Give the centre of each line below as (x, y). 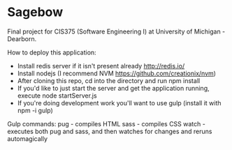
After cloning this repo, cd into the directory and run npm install (109, 80)
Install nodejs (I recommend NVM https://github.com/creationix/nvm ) (117, 73)
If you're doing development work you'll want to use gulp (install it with (119, 103)
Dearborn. (22, 38)
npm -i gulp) (35, 110)
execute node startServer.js (57, 96)
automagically (27, 138)
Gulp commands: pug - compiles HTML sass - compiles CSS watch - (107, 123)
